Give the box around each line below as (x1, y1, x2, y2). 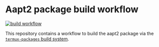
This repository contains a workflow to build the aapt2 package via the (5, 30, 154, 36)
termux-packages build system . (5, 36, 70, 42)
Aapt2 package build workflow (5, 4, 139, 15)
